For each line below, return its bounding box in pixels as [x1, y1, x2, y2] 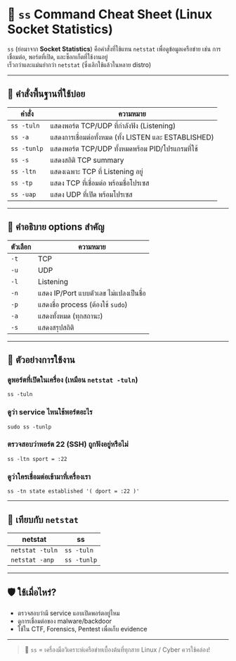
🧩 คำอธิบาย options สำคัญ [7, 221, 105, 233]
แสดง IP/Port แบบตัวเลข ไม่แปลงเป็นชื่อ [37, 288, 146, 298]
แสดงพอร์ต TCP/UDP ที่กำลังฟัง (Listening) [50, 121, 176, 130]
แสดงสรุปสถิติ [37, 322, 74, 332]
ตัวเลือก [11, 242, 32, 252]
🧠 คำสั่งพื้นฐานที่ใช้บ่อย [7, 88, 86, 100]
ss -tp [11, 179, 33, 187]
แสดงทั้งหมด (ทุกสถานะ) [37, 311, 103, 321]
